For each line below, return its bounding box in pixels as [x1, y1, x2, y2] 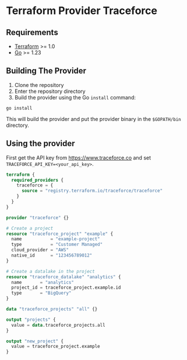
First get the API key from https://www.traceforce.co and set [6, 154, 151, 161]
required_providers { [11, 177, 64, 183]
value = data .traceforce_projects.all [11, 322, 106, 328]
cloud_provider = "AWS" [11, 247, 69, 253]
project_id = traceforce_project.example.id [11, 285, 121, 290]
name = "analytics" [11, 279, 75, 285]
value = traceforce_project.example [11, 344, 100, 349]
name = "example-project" [11, 236, 100, 242]
